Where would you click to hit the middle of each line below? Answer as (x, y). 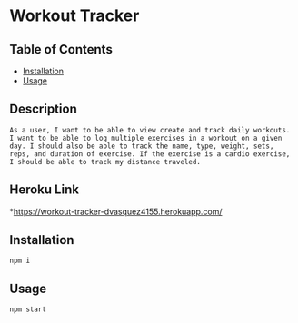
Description (43, 109)
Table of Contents (61, 49)
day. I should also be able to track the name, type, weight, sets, (142, 146)
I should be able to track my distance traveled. (105, 161)
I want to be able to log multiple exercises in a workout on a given (146, 138)
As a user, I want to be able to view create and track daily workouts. (150, 130)
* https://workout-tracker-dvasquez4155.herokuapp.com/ (116, 211)
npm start (28, 309)
